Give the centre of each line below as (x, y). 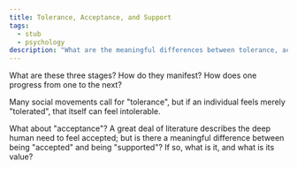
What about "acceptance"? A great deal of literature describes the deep (140, 128)
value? (21, 157)
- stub (29, 34)
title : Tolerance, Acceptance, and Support (91, 17)
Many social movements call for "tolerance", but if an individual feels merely (147, 102)
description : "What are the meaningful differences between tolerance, (144, 50)
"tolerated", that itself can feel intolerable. (85, 111)
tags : (19, 26)
